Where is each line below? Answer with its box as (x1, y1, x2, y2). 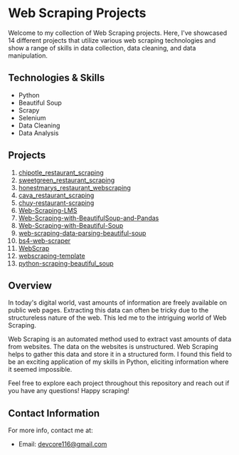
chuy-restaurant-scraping (18, 198, 95, 207)
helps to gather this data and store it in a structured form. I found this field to (8, 350, 232, 359)
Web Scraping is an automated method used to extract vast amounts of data (8, 335, 232, 343)
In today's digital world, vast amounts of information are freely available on (8, 298, 227, 307)
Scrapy (18, 105, 40, 115)
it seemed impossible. (8, 365, 73, 374)
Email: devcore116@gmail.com (18, 440, 107, 449)
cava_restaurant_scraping (18, 191, 95, 199)
